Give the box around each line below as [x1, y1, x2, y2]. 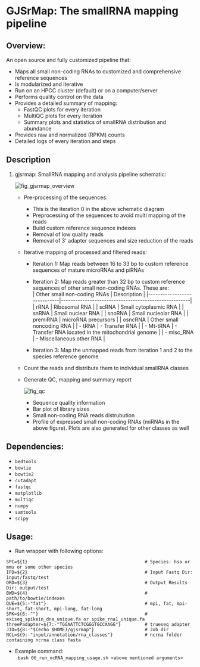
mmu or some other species [6, 564, 73, 570]
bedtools [14, 458, 37, 464]
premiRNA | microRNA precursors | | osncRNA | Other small [32, 316, 179, 323]
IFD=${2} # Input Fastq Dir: [6, 569, 193, 576]
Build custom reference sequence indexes [32, 224, 136, 231]
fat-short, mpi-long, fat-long [24, 606, 102, 612]
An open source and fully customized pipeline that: [6, 57, 131, 63]
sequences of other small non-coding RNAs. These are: [32, 284, 170, 291]
